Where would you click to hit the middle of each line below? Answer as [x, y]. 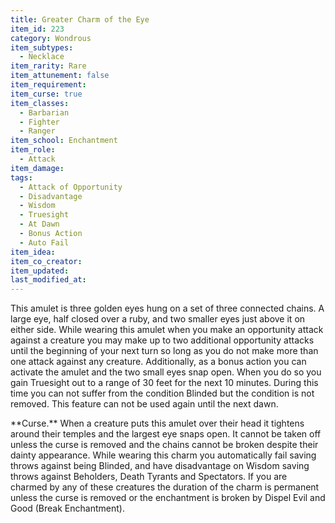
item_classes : [40, 103]
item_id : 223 [37, 29]
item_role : [33, 150]
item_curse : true [46, 94]
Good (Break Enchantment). [67, 508]
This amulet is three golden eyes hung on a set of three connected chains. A [167, 308]
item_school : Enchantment [64, 141]
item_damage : [37, 168]
